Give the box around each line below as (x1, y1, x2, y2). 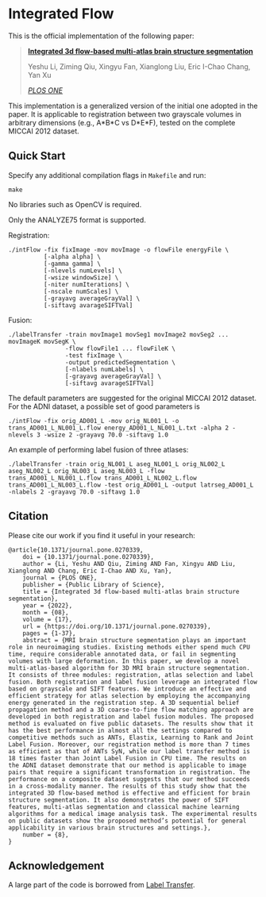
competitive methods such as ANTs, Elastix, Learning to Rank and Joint (8, 733, 254, 741)
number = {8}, (22, 830, 69, 838)
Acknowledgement (8, 859, 105, 872)
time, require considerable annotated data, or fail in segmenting (8, 650, 237, 658)
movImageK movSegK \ (8, 337, 77, 345)
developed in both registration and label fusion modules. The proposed (8, 712, 254, 721)
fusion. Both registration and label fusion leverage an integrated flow (8, 678, 258, 686)
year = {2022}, (22, 601, 73, 610)
